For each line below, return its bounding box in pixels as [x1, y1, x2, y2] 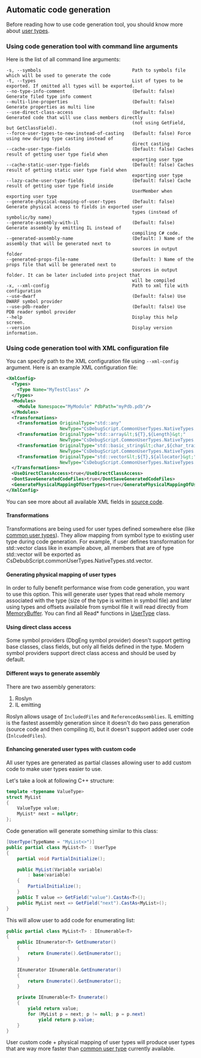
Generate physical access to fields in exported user [6, 204, 144, 210]
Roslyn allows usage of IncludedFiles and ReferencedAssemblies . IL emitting [6, 713, 194, 720]
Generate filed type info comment [6, 94, 93, 100]
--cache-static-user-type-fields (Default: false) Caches [6, 162, 194, 168]
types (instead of [132, 210, 178, 216]
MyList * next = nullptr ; [17, 811, 79, 817]
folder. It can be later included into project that [6, 273, 141, 279]
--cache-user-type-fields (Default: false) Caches [6, 147, 194, 153]
